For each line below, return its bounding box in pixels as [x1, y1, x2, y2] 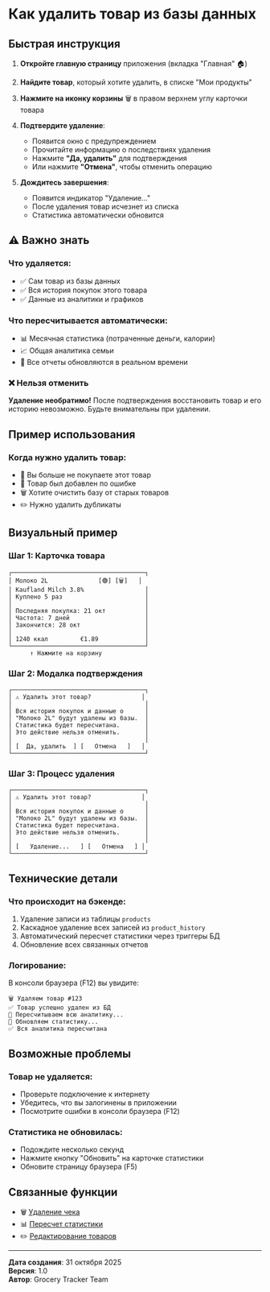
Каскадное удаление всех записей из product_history [19, 922, 206, 932]
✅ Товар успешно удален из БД [8, 1004, 111, 1012]
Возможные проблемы [8, 1046, 131, 1060]
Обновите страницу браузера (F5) [19, 1162, 138, 1172]
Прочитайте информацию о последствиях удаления [31, 145, 211, 154]
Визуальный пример [8, 526, 118, 540]
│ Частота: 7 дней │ [8, 614, 149, 622]
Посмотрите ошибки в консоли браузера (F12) [19, 1106, 181, 1116]
